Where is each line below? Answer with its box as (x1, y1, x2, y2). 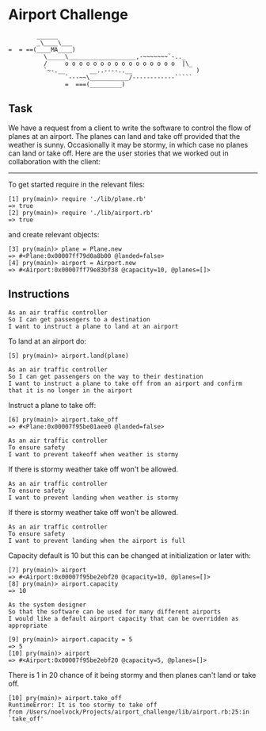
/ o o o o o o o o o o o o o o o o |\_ (43, 60, 193, 67)
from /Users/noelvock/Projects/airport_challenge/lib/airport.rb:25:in (8, 708, 249, 716)
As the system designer (8, 601, 87, 609)
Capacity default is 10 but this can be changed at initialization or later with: (8, 550, 251, 560)
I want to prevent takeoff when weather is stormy (8, 450, 179, 458)
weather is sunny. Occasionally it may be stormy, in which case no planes (8, 140, 249, 149)
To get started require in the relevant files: (8, 179, 145, 189)
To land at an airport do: (8, 336, 87, 346)
